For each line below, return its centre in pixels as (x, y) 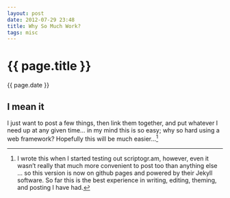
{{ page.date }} (28, 85)
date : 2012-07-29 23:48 (41, 20)
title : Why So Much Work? (44, 26)
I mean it (26, 107)
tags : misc (23, 32)
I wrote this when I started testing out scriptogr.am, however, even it (113, 158)
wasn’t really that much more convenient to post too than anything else (117, 165)
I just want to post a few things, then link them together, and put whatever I (113, 123)
